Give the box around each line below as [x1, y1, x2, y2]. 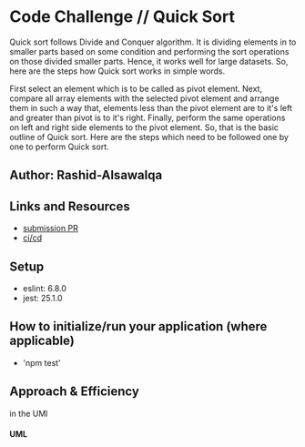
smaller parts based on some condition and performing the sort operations [9, 46, 290, 56]
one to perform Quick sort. [9, 141, 109, 152]
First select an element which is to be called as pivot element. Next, [9, 83, 262, 94]
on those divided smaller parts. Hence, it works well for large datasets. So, [9, 56, 289, 66]
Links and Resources [9, 198, 130, 214]
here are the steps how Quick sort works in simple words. [9, 66, 226, 76]
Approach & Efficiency [9, 384, 139, 400]
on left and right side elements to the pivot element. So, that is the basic [9, 121, 280, 133]
